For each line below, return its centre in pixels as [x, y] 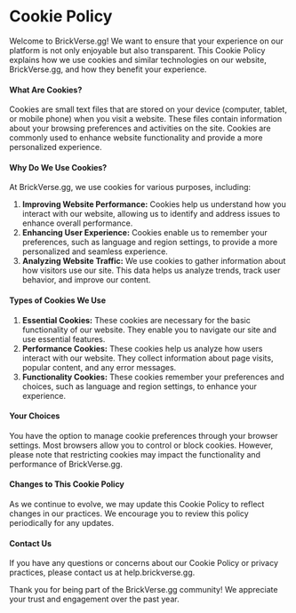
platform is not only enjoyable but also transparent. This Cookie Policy [137, 50]
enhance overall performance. [77, 223]
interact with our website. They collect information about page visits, [148, 358]
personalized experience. [56, 147]
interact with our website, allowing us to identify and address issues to [151, 214]
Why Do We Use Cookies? [58, 167]
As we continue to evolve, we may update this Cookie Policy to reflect [137, 504]
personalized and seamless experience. [95, 251]
